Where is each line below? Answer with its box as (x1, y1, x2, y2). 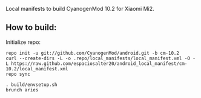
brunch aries (5, 87, 39, 93)
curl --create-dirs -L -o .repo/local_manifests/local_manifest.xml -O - (5, 55, 196, 61)
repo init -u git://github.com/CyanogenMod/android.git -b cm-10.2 (5, 50, 180, 56)
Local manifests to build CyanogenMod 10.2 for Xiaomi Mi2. (5, 5, 155, 12)
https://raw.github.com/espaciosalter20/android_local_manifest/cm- (11, 60, 188, 67)
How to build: (5, 22, 57, 32)
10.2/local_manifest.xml (5, 66, 68, 72)
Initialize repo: (5, 38, 41, 46)
